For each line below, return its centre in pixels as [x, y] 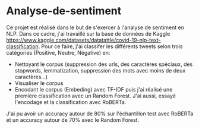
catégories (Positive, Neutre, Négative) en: [58, 52]
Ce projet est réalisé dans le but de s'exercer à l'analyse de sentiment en [95, 27]
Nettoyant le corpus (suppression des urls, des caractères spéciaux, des [104, 64]
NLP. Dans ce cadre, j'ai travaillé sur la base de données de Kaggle [88, 33]
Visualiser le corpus [39, 83]
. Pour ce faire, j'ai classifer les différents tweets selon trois [110, 46]
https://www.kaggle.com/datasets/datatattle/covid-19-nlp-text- [84, 40]
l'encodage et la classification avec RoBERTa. [70, 102]
